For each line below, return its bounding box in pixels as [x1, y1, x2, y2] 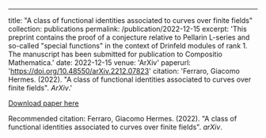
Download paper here [8, 98, 79, 108]
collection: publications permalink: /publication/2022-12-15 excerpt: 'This [8, 25, 247, 33]
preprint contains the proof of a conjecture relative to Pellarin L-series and [8, 33, 250, 42]
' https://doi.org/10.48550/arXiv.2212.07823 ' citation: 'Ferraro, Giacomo [8, 67, 240, 75]
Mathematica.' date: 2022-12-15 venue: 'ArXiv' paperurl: [8, 58, 192, 67]
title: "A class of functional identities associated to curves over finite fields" [8, 16, 253, 25]
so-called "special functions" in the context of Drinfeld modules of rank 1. [8, 41, 248, 50]
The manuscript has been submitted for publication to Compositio [8, 49, 223, 59]
